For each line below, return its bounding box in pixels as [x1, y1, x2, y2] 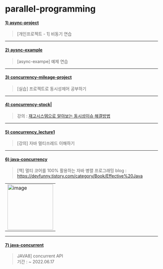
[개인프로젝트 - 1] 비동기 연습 [16, 31, 72, 37]
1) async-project [5, 19, 39, 25]
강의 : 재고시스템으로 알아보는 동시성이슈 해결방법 [16, 113, 111, 119]
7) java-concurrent [5, 242, 44, 248]
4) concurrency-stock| [5, 102, 52, 108]
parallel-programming [5, 3, 96, 15]
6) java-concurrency [5, 156, 48, 162]
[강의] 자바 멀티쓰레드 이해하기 [16, 141, 75, 146]
